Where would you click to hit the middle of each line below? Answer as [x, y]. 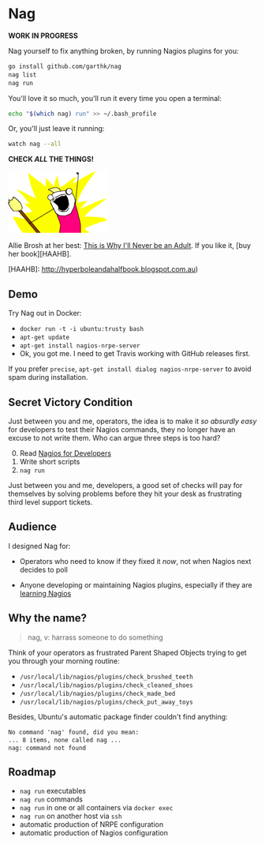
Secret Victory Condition [71, 402]
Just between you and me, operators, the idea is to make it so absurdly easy [132, 421]
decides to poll [44, 569]
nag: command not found [47, 748]
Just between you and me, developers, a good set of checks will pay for [125, 485]
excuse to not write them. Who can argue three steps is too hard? [114, 438]
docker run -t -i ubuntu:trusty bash [82, 329]
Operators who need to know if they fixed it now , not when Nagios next [135, 561]
